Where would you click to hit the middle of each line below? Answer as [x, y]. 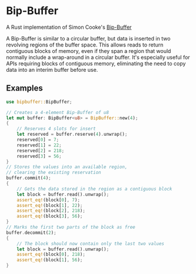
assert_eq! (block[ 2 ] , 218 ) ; [51, 211]
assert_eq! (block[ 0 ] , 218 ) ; [51, 255]
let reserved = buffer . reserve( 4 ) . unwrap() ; [72, 134]
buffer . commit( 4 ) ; [29, 178]
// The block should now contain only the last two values [91, 243]
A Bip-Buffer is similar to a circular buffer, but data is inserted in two [88, 38]
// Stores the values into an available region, [67, 167]
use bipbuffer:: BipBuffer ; [39, 102]
